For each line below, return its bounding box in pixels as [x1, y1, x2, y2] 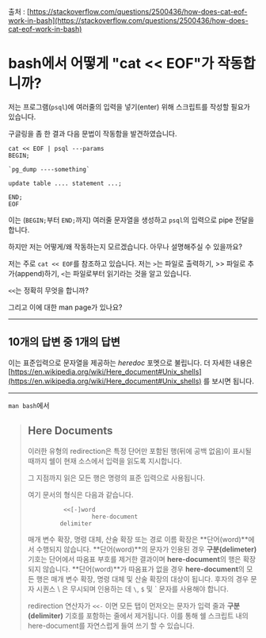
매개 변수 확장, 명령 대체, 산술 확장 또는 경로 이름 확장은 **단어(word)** [27, 534, 249, 544]
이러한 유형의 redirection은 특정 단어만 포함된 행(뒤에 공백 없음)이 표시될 [27, 446, 252, 455]
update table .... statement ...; [8, 179, 123, 187]
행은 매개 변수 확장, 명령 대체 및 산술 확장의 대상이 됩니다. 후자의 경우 [36, 574, 249, 583]
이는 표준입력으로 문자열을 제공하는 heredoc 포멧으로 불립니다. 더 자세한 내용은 [8, 358, 253, 367]
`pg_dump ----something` [8, 165, 90, 173]
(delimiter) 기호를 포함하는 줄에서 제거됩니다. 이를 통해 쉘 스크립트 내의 [27, 610, 249, 621]
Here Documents [27, 424, 113, 438]
